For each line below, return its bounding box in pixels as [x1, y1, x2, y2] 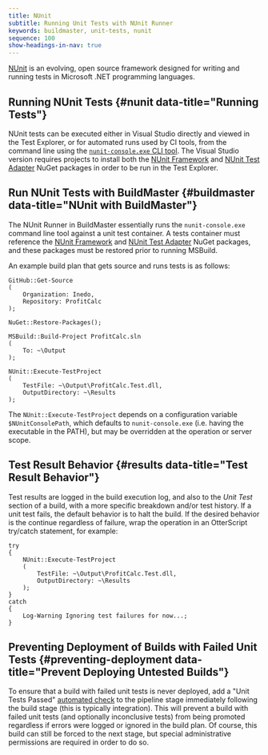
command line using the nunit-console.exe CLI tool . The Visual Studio [8, 146, 240, 155]
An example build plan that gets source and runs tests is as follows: [8, 261, 230, 271]
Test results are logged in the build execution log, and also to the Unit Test [8, 492, 254, 501]
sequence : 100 [8, 34, 56, 42]
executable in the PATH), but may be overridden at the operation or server [8, 426, 252, 436]
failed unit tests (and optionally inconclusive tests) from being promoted [8, 712, 246, 721]
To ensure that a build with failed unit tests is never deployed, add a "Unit [8, 686, 250, 697]
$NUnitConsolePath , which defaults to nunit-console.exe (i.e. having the [8, 418, 244, 428]
